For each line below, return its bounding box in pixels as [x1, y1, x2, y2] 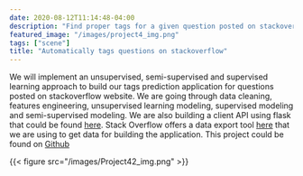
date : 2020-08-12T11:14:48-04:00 [9, 13, 135, 23]
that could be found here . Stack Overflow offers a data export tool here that [9, 119, 290, 131]
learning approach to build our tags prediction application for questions [9, 81, 274, 92]
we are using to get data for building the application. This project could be [9, 129, 284, 140]
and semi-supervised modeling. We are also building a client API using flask [9, 110, 291, 121]
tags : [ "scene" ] [9, 38, 70, 48]
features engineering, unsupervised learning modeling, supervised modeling [9, 100, 294, 111]
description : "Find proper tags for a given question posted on [9, 22, 256, 31]
